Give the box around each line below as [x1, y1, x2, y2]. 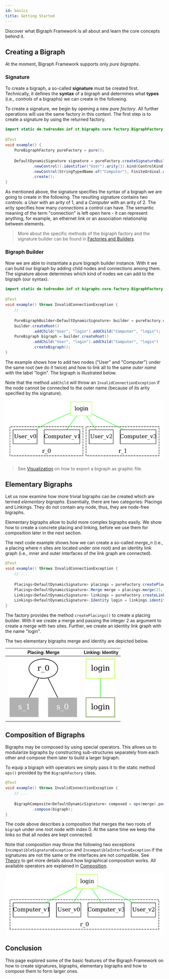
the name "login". [5, 628, 41, 634]
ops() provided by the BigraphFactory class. [5, 770, 97, 776]
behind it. [5, 33, 25, 39]
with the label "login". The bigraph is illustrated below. [5, 370, 117, 376]
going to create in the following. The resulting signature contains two [5, 194, 148, 200]
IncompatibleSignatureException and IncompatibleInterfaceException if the [5, 847, 162, 853]
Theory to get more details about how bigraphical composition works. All [5, 858, 156, 864]
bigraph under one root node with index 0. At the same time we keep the [5, 827, 155, 833]
